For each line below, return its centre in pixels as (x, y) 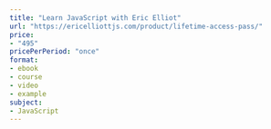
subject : (26, 102)
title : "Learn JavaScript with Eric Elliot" (95, 18)
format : (24, 60)
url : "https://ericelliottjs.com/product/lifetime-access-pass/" (136, 26)
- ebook (24, 69)
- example (28, 94)
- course (26, 77)
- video (24, 85)
